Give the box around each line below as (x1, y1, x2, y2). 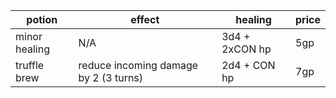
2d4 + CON (221, 59, 276, 72)
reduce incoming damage (78, 59, 199, 72)
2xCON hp (221, 42, 272, 56)
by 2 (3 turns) (78, 71, 144, 84)
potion (26, 13, 58, 26)
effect (130, 13, 160, 26)
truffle (15, 59, 45, 72)
